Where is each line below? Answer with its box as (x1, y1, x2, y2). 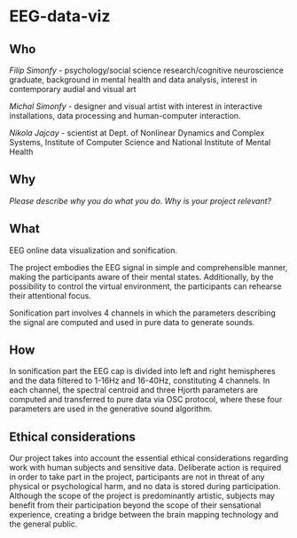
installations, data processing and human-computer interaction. (9, 111, 241, 121)
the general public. (9, 519, 78, 529)
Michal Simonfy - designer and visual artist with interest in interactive (9, 101, 263, 112)
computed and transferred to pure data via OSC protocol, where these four (9, 394, 283, 405)
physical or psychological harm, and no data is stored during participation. (9, 481, 281, 492)
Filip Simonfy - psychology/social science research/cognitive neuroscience (9, 65, 285, 75)
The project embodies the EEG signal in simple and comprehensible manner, (9, 261, 288, 272)
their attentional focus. (9, 290, 91, 300)
